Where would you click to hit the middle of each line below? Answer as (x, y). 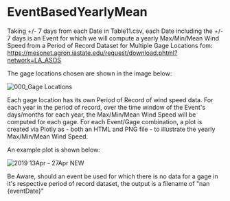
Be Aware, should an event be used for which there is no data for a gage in (113, 176)
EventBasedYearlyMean (77, 12)
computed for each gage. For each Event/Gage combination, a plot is (105, 121)
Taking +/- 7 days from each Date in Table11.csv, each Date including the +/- (115, 31)
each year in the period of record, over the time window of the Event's (106, 107)
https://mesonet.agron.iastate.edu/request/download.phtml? (92, 53)
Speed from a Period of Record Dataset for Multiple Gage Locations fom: (110, 45)
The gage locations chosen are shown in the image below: (90, 73)
